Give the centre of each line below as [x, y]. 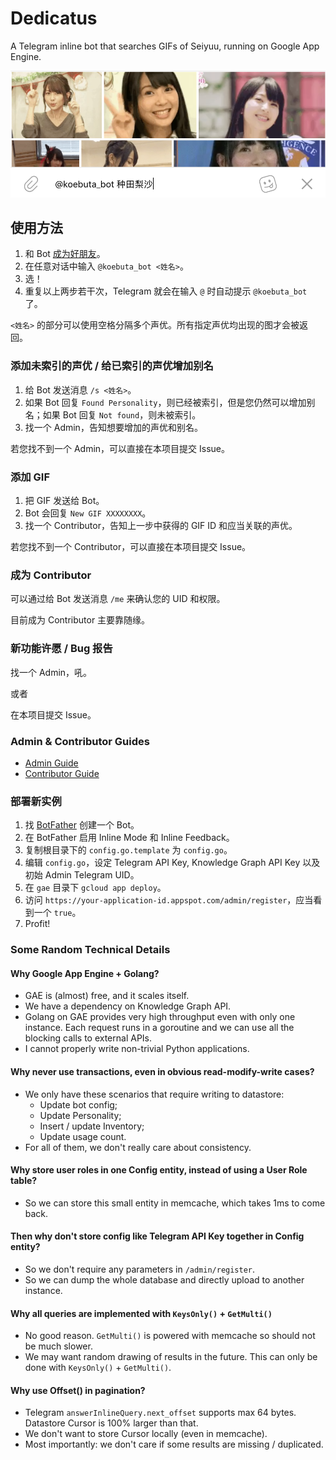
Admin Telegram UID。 [92, 875]
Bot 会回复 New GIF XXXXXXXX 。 [88, 513]
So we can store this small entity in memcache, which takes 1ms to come [175, 1203]
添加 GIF [30, 477]
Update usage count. [83, 1136]
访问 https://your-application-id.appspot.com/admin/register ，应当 [169, 900]
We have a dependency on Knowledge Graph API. [128, 1006]
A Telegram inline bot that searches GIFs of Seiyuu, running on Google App [165, 46]
